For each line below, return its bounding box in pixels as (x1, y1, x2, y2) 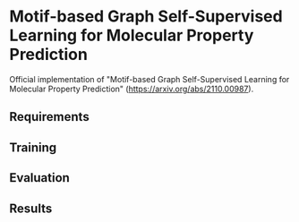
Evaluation (9, 170, 70, 185)
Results (9, 201, 53, 216)
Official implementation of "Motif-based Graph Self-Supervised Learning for (9, 73, 290, 84)
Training (9, 140, 57, 155)
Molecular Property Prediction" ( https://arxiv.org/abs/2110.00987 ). (9, 83, 254, 94)
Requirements (9, 109, 90, 124)
